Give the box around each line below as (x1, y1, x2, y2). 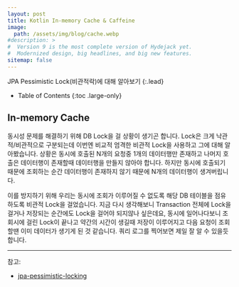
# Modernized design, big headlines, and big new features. (7, 50, 193, 58)
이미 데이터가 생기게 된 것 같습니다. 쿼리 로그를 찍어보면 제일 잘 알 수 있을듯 (20, 227, 229, 235)
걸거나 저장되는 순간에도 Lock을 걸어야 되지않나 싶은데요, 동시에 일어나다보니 (7, 209, 221, 217)
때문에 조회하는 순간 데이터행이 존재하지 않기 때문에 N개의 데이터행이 (7, 167, 198, 175)
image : (7, 23, 27, 31)
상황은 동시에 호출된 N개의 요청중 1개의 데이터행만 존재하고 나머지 (39, 149, 222, 158)
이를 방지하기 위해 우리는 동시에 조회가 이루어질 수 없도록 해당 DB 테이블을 (7, 191, 213, 200)
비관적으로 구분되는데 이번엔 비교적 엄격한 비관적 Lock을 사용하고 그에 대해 (15, 140, 223, 149)
